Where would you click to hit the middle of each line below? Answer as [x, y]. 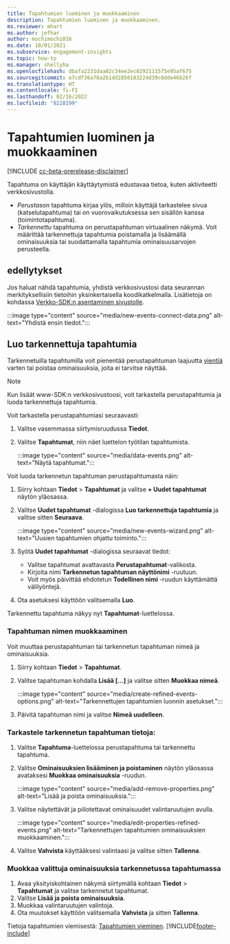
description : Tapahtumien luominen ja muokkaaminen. [84, 20]
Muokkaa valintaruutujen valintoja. [66, 905]
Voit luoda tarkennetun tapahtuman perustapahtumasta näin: [93, 476]
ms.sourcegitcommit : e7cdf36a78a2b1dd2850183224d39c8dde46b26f [100, 78]
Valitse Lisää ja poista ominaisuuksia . [71, 898]
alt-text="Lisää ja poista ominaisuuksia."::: [76, 796]
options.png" [35, 701]
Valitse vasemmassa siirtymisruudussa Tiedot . [83, 429]
